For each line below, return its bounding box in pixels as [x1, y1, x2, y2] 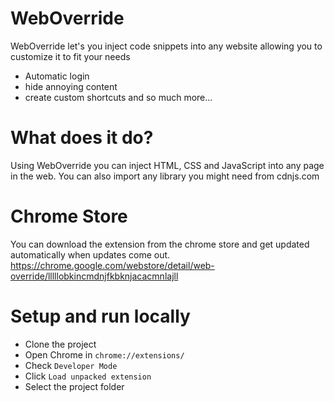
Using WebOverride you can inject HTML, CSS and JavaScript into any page [10, 159, 325, 171]
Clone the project [24, 338, 97, 350]
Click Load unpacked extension [24, 370, 152, 382]
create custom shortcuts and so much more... [24, 91, 213, 103]
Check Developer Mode [24, 359, 118, 371]
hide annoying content [24, 80, 118, 92]
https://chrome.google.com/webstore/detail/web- [10, 259, 215, 271]
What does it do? [10, 127, 154, 149]
